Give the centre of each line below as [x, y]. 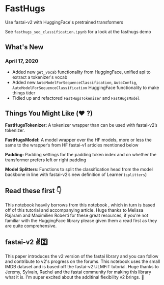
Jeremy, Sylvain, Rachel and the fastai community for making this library [78, 272]
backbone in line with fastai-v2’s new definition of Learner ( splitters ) [76, 174]
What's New [24, 47]
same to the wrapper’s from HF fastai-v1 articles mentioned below [72, 145]
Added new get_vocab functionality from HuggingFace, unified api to [81, 72]
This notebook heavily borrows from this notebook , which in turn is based [80, 205]
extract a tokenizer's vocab [40, 77]
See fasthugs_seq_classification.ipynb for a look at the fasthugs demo [78, 31]
